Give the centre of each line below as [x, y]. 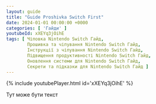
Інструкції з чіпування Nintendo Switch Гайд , [85, 50]
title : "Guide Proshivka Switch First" [55, 17]
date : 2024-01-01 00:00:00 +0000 [47, 22]
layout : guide [24, 12]
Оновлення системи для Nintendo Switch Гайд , [84, 61]
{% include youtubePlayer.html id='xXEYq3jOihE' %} [70, 83]
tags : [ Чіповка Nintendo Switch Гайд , [55, 39]
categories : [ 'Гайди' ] [36, 28]
